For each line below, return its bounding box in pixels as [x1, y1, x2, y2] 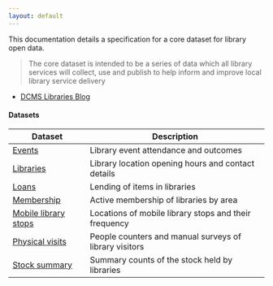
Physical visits [12, 236, 67, 247]
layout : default [8, 11, 63, 20]
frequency [89, 217, 130, 228]
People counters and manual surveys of [89, 231, 242, 242]
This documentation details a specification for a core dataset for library [8, 34, 246, 44]
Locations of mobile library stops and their [89, 207, 251, 219]
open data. [8, 42, 45, 53]
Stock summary [12, 259, 73, 271]
